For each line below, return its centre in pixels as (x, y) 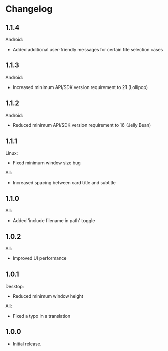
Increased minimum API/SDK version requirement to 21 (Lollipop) (80, 87)
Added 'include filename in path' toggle (54, 221)
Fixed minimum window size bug (47, 163)
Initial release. (27, 344)
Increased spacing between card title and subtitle (64, 183)
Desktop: (15, 286)
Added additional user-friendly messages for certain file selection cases (88, 49)
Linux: (12, 153)
